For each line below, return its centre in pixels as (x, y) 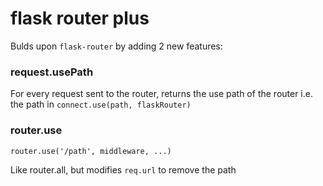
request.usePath (52, 72)
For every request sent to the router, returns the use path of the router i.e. (161, 94)
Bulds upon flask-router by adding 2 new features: (116, 46)
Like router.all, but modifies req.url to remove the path (123, 169)
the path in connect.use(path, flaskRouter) (101, 104)
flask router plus (80, 18)
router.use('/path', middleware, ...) (91, 151)
